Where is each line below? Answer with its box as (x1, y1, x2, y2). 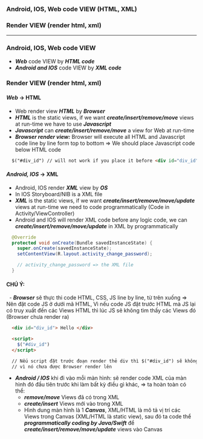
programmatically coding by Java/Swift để (24, 419, 135, 427)
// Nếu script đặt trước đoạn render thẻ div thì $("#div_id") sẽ (11, 358, 182, 364)
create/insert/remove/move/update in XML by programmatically (14, 222, 178, 229)
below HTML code (14, 146, 62, 153)
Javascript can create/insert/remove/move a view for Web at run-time (14, 126, 195, 134)
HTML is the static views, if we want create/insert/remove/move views (14, 114, 195, 121)
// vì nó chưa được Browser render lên (11, 364, 112, 370)
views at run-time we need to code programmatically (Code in (14, 203, 170, 210)
